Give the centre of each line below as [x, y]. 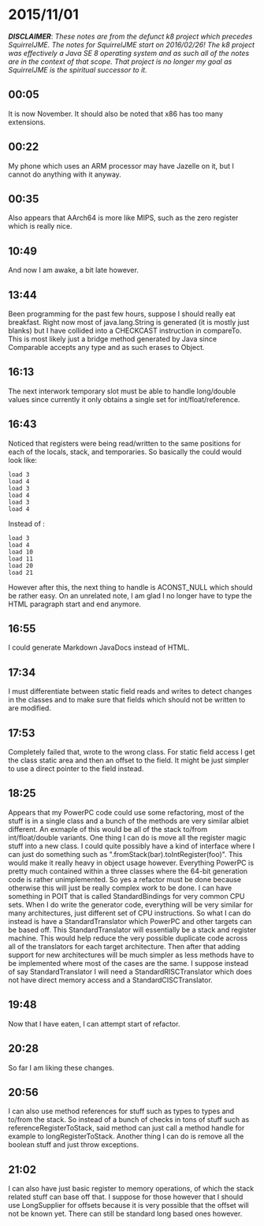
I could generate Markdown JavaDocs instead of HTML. [99, 647]
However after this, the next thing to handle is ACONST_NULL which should [131, 587]
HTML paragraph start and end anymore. [75, 604]
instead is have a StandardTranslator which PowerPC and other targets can [130, 921]
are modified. [30, 708]
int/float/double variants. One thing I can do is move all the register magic [127, 837]
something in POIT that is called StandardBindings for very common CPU [126, 896]
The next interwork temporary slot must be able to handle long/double [122, 391]
